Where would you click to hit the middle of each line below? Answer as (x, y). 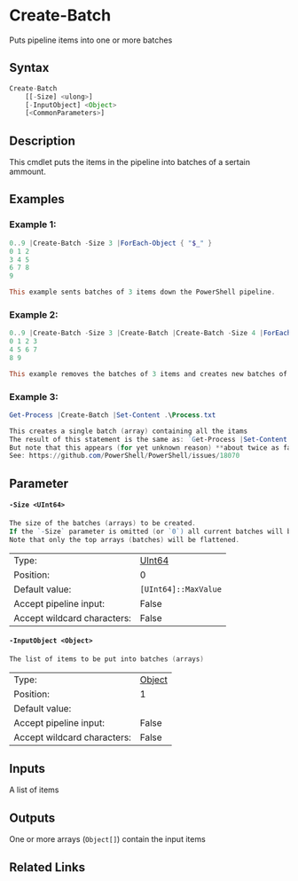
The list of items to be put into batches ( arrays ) (106, 659)
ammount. (27, 172)
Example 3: (34, 397)
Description (42, 141)
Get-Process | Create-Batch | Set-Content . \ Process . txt (113, 415)
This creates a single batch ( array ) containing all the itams (129, 431)
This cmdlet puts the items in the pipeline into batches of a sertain (130, 162)
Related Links (47, 867)
